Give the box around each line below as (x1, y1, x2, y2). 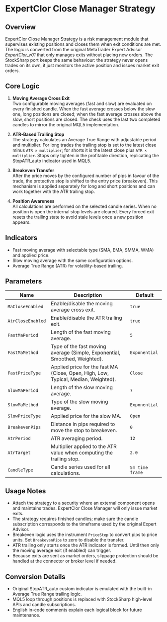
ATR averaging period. (50, 435, 103, 442)
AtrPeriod (7, 436, 31, 442)
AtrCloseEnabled (7, 318, 46, 324)
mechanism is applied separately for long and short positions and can (12, 183, 156, 189)
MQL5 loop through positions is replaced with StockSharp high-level (12, 596, 153, 602)
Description (74, 292, 102, 299)
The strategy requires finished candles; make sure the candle (12, 516, 138, 522)
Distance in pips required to (50, 421, 115, 428)
